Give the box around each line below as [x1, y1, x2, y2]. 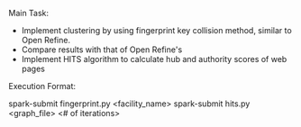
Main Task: [8, 8, 50, 18]
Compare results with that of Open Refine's [21, 44, 183, 55]
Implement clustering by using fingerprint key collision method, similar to [21, 25, 292, 35]
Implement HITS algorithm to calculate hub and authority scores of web [21, 54, 287, 64]
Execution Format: [8, 81, 77, 91]
